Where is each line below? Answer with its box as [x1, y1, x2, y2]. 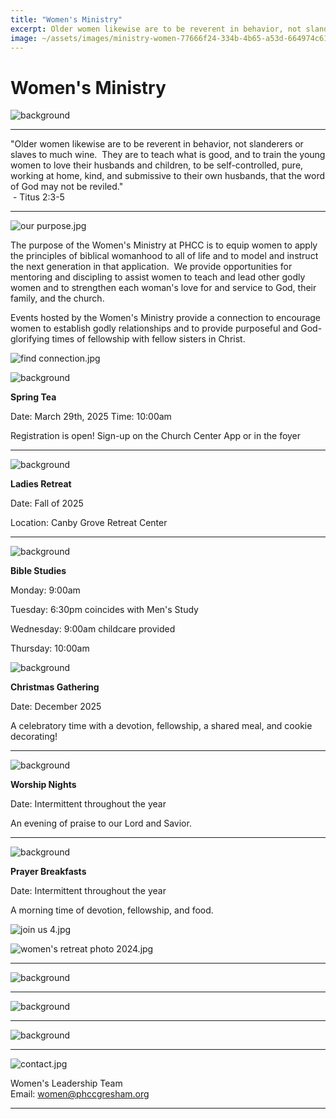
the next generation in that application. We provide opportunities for [10, 261, 293, 273]
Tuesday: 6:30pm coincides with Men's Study [10, 604, 199, 616]
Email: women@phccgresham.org [10, 1088, 150, 1100]
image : [10, 33, 38, 43]
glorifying [10, 333, 50, 345]
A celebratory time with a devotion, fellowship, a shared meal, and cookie [10, 720, 313, 732]
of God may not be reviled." [10, 181, 124, 193]
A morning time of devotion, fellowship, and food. [10, 904, 214, 916]
